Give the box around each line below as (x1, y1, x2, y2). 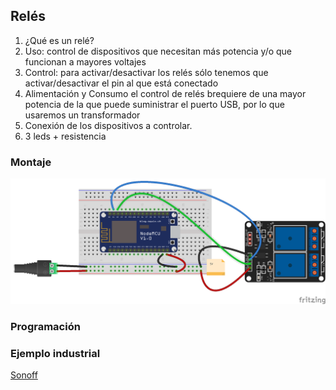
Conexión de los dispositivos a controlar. (24, 119, 193, 131)
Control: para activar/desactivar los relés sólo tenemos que (24, 66, 269, 78)
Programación (10, 319, 81, 333)
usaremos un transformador (24, 109, 141, 121)
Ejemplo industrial (10, 346, 101, 360)
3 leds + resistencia (24, 130, 107, 142)
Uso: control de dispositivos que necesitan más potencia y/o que (24, 45, 293, 57)
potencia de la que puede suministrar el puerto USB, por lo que (24, 98, 285, 110)
